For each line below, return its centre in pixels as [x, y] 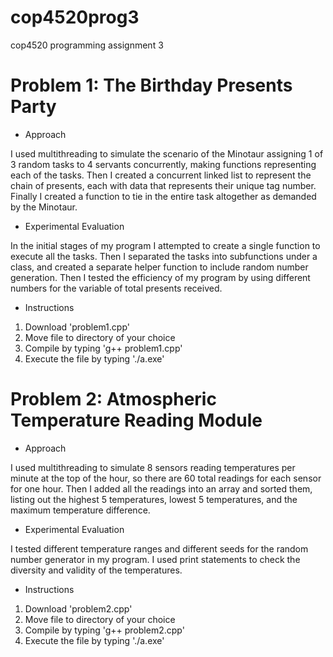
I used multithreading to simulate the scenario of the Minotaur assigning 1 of [167, 153]
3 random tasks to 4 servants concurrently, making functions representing [163, 164]
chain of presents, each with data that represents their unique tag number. [163, 185]
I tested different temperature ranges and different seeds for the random [159, 548]
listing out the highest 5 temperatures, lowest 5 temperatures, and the [154, 499]
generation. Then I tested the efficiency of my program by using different [160, 277]
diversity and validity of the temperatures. [96, 570]
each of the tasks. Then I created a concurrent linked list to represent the [161, 175]
